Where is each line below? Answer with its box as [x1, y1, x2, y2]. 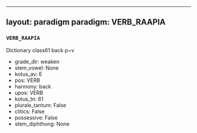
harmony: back [14, 83, 52, 90]
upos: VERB [14, 89, 43, 96]
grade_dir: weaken [14, 58, 60, 65]
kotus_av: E [14, 70, 43, 77]
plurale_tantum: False [14, 101, 66, 108]
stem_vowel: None [14, 64, 59, 71]
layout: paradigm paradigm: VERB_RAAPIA [6, 17, 166, 27]
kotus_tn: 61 [14, 95, 44, 103]
